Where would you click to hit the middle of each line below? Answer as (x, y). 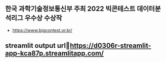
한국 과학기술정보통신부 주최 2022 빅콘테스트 (70, 9)
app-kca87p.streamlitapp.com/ (54, 53)
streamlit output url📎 (38, 46)
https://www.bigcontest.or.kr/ (42, 30)
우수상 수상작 (43, 18)
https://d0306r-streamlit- (111, 46)
